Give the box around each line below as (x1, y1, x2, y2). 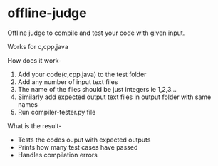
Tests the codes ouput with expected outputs (17, 135, 151, 144)
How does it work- (7, 56, 62, 65)
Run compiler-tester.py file (17, 108, 96, 116)
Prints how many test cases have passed (17, 142, 138, 151)
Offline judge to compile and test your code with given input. (7, 28, 185, 37)
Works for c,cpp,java (7, 42, 69, 51)
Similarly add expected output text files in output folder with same (17, 93, 212, 101)
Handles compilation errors (17, 150, 98, 159)
